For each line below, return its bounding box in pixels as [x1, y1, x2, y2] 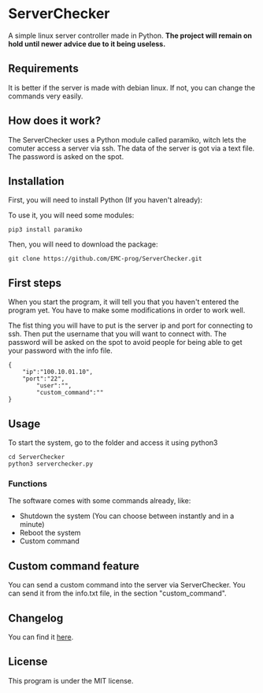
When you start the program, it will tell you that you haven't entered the [8, 297, 239, 307]
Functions [8, 478, 47, 489]
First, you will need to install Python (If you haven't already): [8, 195, 203, 205]
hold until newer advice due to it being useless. [8, 39, 166, 48]
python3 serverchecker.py [8, 460, 93, 468]
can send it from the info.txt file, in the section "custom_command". [8, 588, 227, 598]
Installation [8, 174, 65, 187]
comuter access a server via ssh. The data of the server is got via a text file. [8, 143, 255, 153]
